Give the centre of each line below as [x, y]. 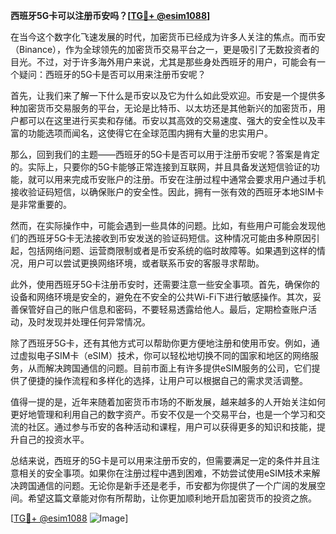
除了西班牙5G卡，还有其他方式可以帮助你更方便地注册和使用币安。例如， [161, 343]
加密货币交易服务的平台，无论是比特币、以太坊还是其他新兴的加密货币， [167, 108]
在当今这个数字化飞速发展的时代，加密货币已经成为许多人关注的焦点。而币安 [168, 37]
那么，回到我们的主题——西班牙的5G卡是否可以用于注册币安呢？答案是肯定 [165, 154]
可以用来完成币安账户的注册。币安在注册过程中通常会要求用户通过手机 [181, 179]
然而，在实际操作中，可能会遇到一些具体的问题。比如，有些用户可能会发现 [163, 225]
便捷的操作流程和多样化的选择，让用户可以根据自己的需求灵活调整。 [167, 380]
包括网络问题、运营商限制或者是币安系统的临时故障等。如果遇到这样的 [172, 250]
